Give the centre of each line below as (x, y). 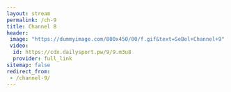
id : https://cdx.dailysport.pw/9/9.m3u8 (72, 53)
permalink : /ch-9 (32, 20)
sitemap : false (29, 65)
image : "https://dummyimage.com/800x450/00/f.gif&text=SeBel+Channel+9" (117, 39)
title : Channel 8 (32, 26)
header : (18, 33)
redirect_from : (29, 71)
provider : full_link (42, 59)
